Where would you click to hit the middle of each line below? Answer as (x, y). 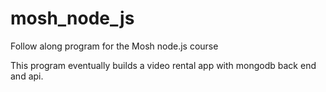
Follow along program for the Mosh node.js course (114, 46)
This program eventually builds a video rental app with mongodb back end (163, 65)
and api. (27, 76)
